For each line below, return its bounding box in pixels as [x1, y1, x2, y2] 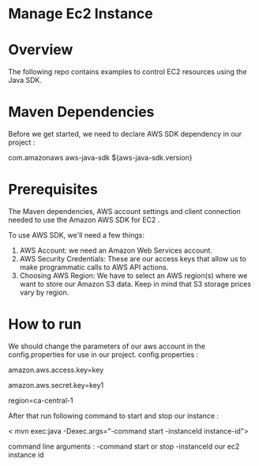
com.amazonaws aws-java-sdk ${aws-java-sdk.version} [8, 153, 193, 163]
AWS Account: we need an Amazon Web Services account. [19, 246, 213, 255]
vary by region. [19, 287, 69, 297]
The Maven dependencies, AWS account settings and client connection [8, 207, 241, 216]
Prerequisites [8, 181, 99, 198]
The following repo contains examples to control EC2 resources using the [8, 67, 247, 77]
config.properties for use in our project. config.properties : [8, 349, 199, 359]
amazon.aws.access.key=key [8, 365, 104, 374]
